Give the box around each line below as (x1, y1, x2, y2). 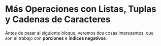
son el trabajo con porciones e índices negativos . (5, 35, 107, 41)
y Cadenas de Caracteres (5, 14, 111, 25)
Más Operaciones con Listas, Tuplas (5, 3, 157, 15)
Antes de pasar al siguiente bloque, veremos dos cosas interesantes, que (5, 30, 154, 36)
